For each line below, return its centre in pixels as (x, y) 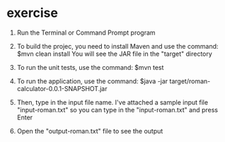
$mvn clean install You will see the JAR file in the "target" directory (115, 54)
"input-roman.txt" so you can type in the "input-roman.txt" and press (117, 110)
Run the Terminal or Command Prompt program (86, 32)
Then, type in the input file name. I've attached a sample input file (112, 102)
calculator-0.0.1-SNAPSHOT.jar (62, 88)
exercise (32, 13)
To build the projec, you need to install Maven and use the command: (117, 46)
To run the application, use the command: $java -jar (92, 81)
